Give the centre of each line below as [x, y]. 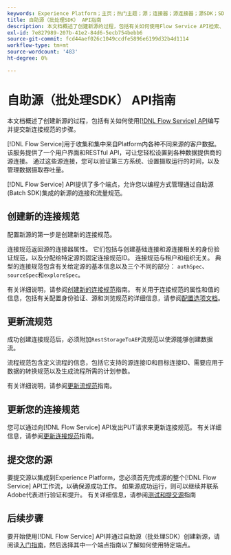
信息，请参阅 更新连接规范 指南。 [52, 436]
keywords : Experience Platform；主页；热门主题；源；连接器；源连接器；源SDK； [113, 13]
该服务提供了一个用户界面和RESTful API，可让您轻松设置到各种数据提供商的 [114, 152]
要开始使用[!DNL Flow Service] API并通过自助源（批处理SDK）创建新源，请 [113, 536]
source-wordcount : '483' [43, 52]
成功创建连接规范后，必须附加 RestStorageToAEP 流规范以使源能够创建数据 [110, 339]
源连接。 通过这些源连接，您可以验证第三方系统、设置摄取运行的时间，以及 [113, 161]
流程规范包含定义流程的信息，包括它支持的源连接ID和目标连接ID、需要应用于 [115, 363]
